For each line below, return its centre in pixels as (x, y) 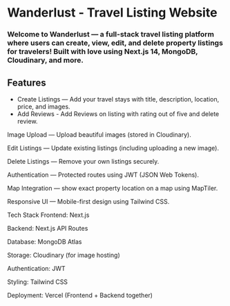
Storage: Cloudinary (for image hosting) (64, 255)
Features (27, 83)
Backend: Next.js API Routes (48, 228)
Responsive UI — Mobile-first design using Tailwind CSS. (88, 201)
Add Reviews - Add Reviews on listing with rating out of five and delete (118, 114)
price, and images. (44, 106)
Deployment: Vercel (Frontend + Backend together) (80, 295)
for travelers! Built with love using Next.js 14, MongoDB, (103, 52)
